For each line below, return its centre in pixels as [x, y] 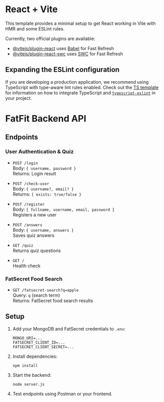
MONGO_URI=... [27, 338]
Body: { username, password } [44, 168]
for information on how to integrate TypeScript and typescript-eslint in [80, 93]
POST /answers [27, 225]
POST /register [29, 204]
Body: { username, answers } [43, 230]
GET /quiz [23, 245]
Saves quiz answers [33, 235]
